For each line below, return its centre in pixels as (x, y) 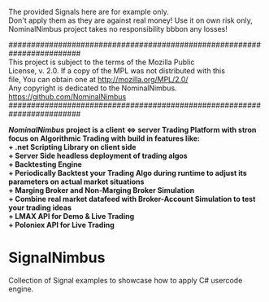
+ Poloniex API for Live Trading (62, 225)
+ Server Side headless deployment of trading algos (98, 155)
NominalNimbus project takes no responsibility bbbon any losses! (118, 29)
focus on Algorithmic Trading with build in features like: (104, 138)
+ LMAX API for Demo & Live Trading (72, 216)
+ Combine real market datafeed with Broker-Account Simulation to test (132, 199)
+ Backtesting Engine (46, 164)
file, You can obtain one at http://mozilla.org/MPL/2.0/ (98, 79)
